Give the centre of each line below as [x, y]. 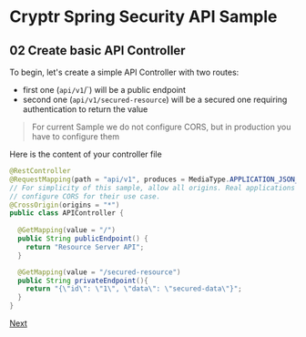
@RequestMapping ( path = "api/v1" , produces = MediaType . [120, 179]
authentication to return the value [85, 109]
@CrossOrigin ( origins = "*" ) [65, 205]
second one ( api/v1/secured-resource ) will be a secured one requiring [155, 99]
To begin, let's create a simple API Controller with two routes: [124, 72]
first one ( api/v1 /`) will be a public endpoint [104, 90]
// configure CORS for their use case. [85, 196]
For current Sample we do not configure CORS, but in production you [161, 127]
